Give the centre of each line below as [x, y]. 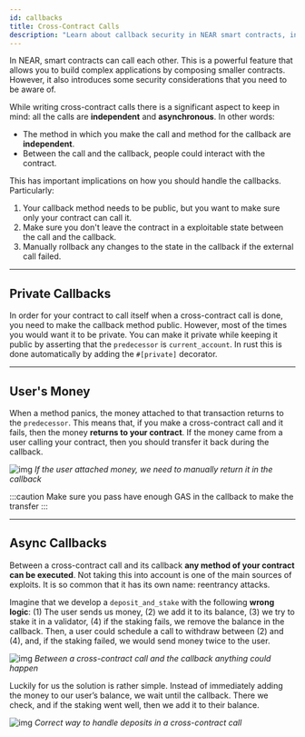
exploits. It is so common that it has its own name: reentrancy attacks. [140, 584]
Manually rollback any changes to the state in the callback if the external [158, 247]
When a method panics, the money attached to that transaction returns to [147, 413]
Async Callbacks [58, 543]
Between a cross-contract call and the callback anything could [153, 658]
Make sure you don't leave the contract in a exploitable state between [153, 227]
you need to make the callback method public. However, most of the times [148, 325]
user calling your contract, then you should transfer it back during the [139, 442]
